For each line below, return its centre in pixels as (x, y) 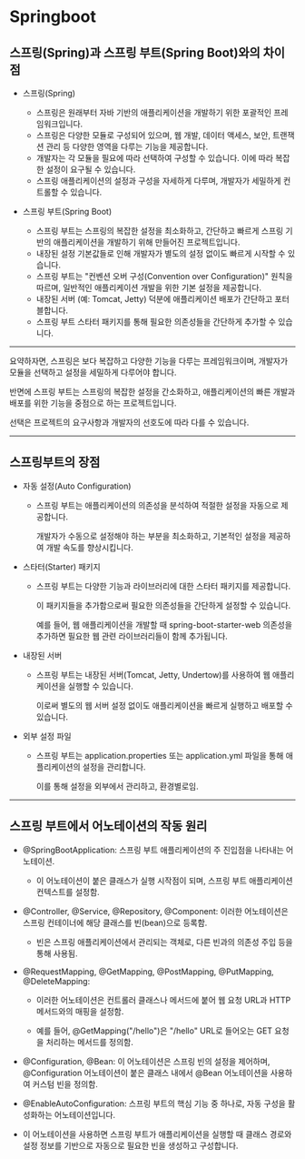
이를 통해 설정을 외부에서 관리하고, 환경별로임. (117, 786)
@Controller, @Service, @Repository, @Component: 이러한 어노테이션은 (155, 911)
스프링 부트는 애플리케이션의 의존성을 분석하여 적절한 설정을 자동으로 (157, 505)
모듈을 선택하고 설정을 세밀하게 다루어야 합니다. (93, 372)
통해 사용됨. (57, 953)
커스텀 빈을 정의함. (65, 1083)
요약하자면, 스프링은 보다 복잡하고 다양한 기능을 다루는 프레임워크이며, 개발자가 (149, 361)
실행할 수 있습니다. (100, 686)
